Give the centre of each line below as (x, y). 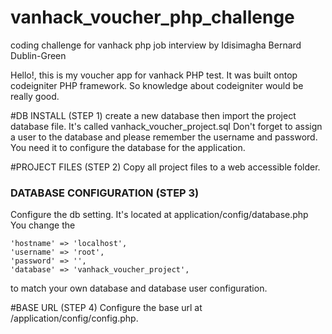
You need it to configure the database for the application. (128, 147)
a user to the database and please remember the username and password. (164, 137)
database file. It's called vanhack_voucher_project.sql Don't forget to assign (166, 126)
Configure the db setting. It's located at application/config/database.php (159, 215)
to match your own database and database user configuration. (139, 288)
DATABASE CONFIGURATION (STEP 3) (105, 193)
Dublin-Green (38, 55)
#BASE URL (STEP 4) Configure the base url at (106, 308)
